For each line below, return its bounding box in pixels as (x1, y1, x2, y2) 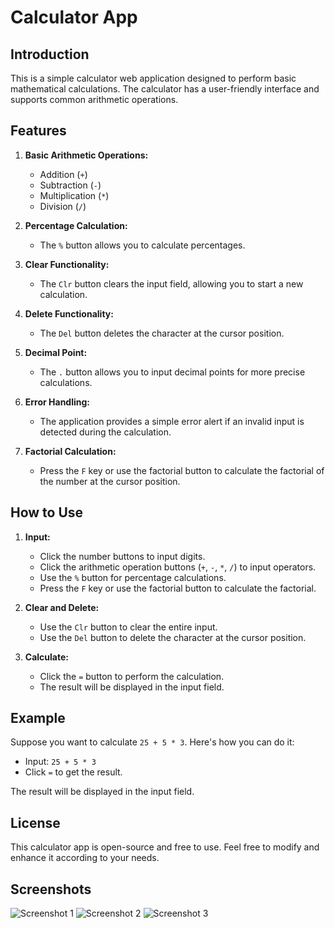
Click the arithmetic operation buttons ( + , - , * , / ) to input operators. (39, 561, 317, 573)
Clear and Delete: (24, 601, 100, 613)
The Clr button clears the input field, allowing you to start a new (39, 277, 304, 290)
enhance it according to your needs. (10, 852, 160, 864)
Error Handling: (24, 396, 91, 408)
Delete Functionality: (24, 307, 114, 320)
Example (10, 710, 66, 727)
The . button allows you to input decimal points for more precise (39, 366, 306, 378)
